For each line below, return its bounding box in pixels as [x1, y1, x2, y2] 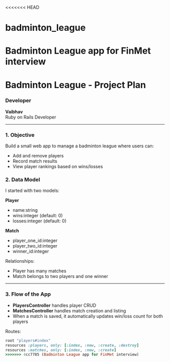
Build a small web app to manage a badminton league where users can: [5, 143, 154, 149]
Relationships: [5, 258, 34, 264]
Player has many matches [12, 268, 67, 274]
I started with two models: [5, 187, 60, 194]
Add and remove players [12, 153, 64, 159]
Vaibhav [5, 108, 23, 114]
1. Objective [5, 131, 35, 138]
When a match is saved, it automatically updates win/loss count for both [12, 313, 163, 319]
